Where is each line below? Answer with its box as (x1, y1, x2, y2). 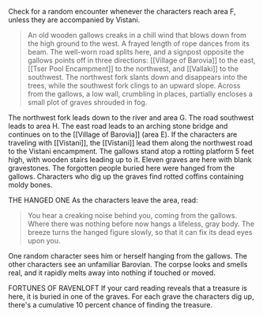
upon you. (27, 236, 61, 245)
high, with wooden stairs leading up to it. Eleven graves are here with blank (8, 155, 253, 164)
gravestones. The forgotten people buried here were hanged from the (8, 164, 235, 172)
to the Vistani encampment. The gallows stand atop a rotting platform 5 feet (8, 146, 254, 156)
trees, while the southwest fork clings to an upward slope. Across (27, 81, 241, 90)
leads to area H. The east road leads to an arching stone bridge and (8, 122, 228, 130)
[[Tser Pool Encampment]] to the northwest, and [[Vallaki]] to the (27, 64, 239, 74)
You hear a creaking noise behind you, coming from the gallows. (27, 211, 238, 220)
